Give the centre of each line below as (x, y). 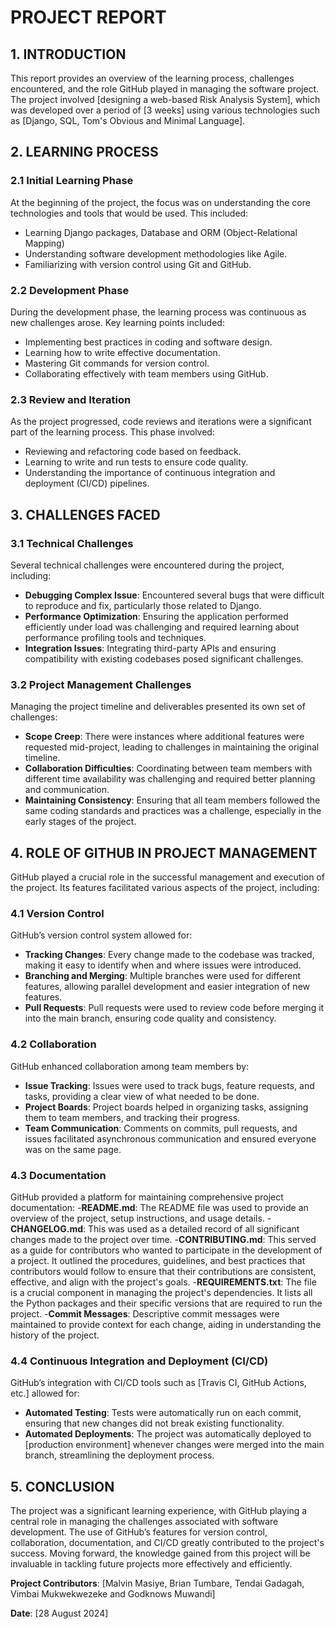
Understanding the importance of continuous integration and (150, 473)
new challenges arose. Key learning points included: (117, 322)
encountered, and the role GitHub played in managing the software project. (165, 89)
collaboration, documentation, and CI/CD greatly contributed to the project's (167, 1543)
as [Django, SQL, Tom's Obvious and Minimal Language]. (128, 120)
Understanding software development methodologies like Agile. (156, 253)
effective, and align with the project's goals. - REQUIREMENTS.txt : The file (163, 1282)
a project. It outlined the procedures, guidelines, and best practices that (158, 1260)
